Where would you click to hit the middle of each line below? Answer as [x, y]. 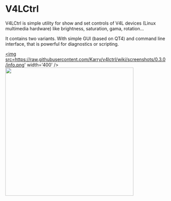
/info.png [15, 65]
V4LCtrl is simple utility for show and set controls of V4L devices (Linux [81, 23]
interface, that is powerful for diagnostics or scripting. [62, 44]
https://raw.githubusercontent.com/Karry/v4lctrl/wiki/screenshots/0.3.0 [90, 59]
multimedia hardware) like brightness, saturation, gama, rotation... [75, 28]
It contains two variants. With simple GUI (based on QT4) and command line [85, 38]
